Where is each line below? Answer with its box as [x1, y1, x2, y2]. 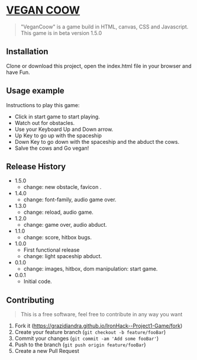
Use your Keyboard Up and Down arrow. [14, 126, 114, 133]
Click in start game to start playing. [14, 113, 101, 120]
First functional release [23, 246, 80, 253]
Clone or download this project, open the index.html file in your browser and [6, 62, 192, 69]
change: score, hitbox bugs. [23, 234, 92, 241]
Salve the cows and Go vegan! [14, 144, 89, 152]
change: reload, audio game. [23, 208, 93, 216]
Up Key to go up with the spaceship [14, 131, 102, 139]
